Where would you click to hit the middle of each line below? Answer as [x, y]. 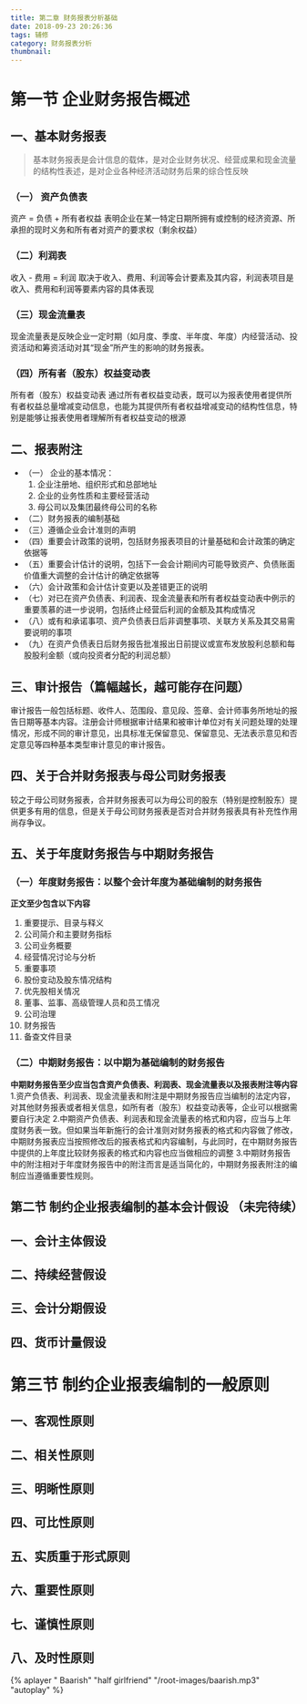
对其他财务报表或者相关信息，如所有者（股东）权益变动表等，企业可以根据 [150, 1107]
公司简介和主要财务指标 [67, 934]
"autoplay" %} [37, 1690]
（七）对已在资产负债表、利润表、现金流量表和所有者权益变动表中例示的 [159, 599]
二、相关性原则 [52, 1455]
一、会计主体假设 [58, 1241]
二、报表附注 [46, 449]
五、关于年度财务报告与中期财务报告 [112, 854]
